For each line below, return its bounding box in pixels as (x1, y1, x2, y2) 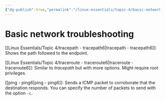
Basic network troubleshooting (5, 28, 134, 39)
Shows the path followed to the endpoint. (5, 50, 88, 56)
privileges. (5, 70, 27, 76)
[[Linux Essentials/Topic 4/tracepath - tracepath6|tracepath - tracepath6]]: (5, 45, 157, 51)
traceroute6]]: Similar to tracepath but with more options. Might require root (5, 65, 159, 70)
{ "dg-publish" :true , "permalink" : (5, 7, 74, 12)
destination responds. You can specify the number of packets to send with (5, 85, 156, 91)
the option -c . (5, 90, 33, 96)
